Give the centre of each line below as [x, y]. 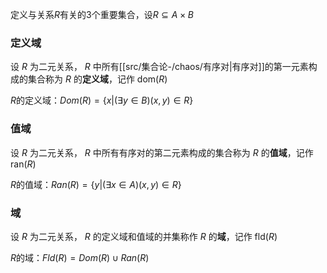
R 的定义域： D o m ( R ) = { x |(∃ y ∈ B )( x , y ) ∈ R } [102, 100]
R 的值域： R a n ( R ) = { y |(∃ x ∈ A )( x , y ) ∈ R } [96, 184]
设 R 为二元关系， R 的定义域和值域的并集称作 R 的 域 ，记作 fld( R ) [144, 236]
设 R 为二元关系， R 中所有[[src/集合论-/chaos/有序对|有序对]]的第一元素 [159, 67]
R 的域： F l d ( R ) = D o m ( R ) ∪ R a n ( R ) [80, 257]
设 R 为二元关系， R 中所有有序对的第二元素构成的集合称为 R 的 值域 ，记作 [162, 152]
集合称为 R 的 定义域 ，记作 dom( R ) [97, 79]
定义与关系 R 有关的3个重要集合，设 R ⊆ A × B [102, 14]
